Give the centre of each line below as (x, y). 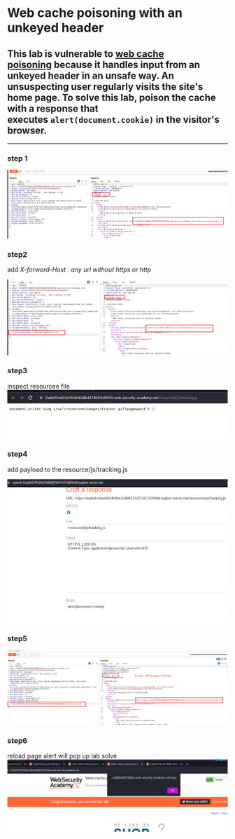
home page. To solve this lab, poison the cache (112, 97)
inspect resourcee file (38, 386)
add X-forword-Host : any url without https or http (79, 270)
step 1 (17, 158)
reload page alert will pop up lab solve (62, 756)
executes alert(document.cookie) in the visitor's (114, 120)
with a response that (53, 108)
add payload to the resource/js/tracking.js (67, 469)
